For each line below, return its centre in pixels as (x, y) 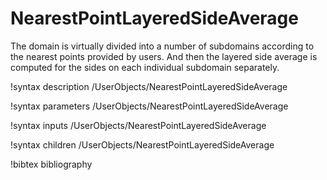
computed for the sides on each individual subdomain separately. (145, 67)
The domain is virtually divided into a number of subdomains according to (162, 46)
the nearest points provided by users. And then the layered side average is (164, 56)
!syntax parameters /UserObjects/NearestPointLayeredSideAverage (149, 106)
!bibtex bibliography (51, 164)
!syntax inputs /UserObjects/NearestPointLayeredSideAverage (138, 125)
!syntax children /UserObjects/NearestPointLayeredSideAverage (142, 144)
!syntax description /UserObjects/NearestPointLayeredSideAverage (149, 86)
